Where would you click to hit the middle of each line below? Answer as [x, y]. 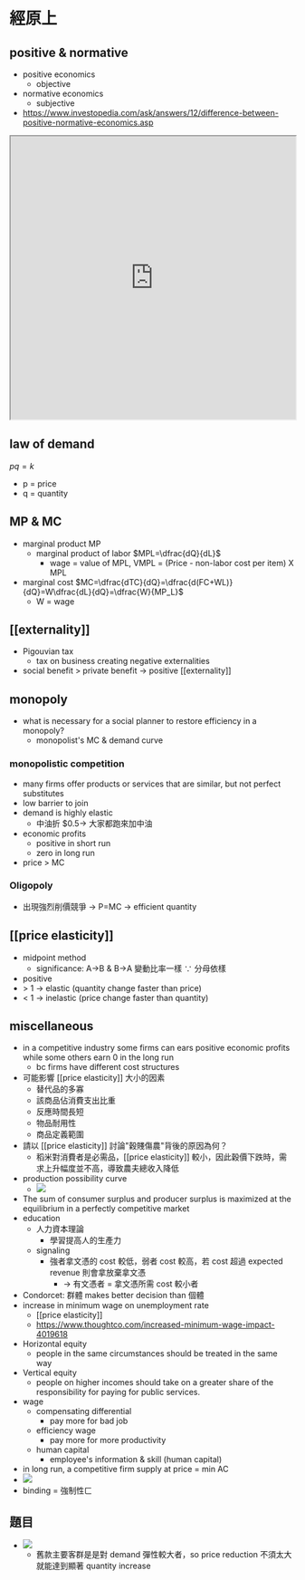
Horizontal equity [55, 1344]
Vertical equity [49, 1373]
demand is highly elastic [67, 813]
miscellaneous [52, 1026]
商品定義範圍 [60, 1134]
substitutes [43, 793]
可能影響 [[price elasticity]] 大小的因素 [94, 1078]
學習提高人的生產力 [86, 1240]
